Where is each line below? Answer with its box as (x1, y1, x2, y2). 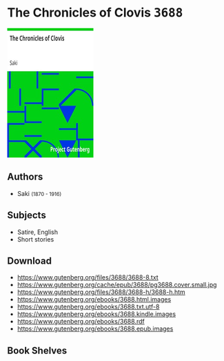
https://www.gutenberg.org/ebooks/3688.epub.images (17, 324, 174, 333)
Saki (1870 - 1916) (17, 189, 62, 197)
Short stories (17, 235, 54, 243)
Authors (7, 171, 43, 183)
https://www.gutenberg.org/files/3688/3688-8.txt (17, 273, 159, 282)
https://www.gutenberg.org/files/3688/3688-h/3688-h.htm (17, 288, 186, 296)
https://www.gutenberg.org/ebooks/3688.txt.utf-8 (17, 302, 160, 311)
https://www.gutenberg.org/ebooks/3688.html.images (17, 295, 172, 304)
